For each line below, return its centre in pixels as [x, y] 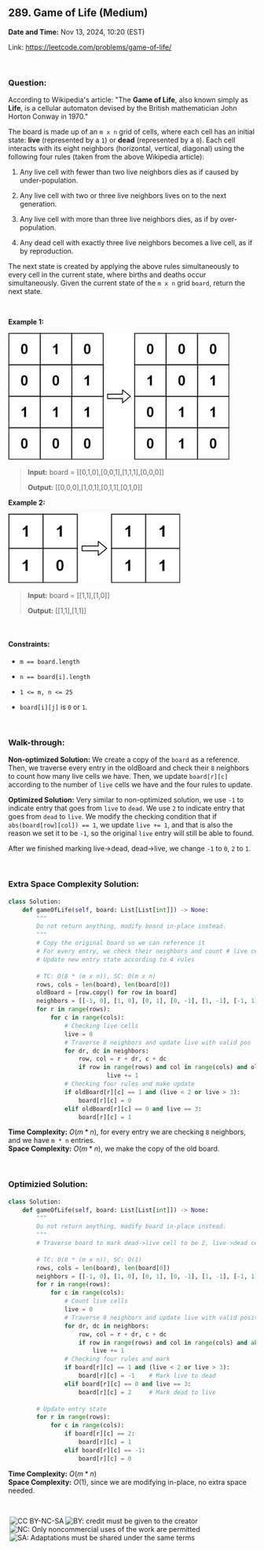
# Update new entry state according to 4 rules [115, 959]
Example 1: [26, 322]
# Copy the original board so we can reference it [121, 943]
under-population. [49, 181]
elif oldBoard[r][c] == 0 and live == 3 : [133, 1109]
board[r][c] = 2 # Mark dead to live [147, 1392]
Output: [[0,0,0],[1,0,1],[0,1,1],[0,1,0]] [85, 487]
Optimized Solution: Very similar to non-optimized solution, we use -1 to [126, 800]
